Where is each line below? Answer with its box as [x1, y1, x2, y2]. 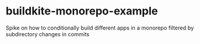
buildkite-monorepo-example [5, 4, 159, 18]
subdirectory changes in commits [5, 30, 89, 37]
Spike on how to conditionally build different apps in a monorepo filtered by [5, 24, 194, 31]
